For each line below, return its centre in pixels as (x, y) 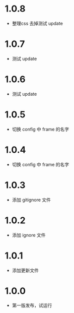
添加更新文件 (25, 270)
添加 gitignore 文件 (31, 200)
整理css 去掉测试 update (38, 23)
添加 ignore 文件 (29, 235)
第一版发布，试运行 (32, 305)
